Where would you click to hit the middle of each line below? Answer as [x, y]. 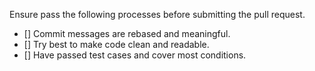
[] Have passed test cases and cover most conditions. [135, 55]
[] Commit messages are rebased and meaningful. [127, 33]
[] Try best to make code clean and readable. [116, 44]
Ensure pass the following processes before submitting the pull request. [157, 14]
